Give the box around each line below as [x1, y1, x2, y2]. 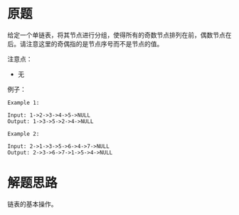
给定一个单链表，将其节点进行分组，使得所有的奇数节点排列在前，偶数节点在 [7, 31, 232, 39]
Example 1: [7, 99, 40, 106]
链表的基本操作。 [7, 199, 58, 208]
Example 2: [7, 130, 40, 137]
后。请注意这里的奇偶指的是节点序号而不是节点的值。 [7, 39, 164, 48]
